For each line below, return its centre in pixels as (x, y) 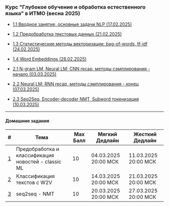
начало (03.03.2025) (34, 74)
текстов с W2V (34, 182)
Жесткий (145, 134)
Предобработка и (37, 149)
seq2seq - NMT (35, 194)
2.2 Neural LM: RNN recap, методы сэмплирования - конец (76, 84)
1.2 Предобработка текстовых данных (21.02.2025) (67, 34)
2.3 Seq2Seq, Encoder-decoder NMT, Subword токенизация (76, 99)
